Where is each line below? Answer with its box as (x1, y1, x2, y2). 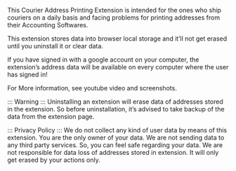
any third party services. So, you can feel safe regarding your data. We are (7, 141, 223, 149)
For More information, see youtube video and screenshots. (7, 84, 177, 92)
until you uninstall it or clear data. (7, 42, 104, 50)
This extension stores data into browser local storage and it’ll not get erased (7, 34, 228, 43)
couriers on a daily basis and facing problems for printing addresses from (7, 13, 220, 22)
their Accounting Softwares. (7, 21, 88, 29)
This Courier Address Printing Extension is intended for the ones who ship (7, 6, 221, 14)
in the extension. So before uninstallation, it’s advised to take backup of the (7, 105, 225, 113)
